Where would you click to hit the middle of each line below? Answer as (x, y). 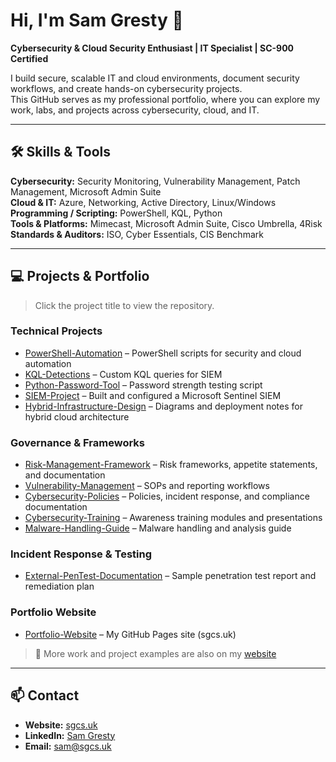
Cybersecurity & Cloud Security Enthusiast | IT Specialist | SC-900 (152, 48)
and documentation (65, 475)
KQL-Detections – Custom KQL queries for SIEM (123, 374)
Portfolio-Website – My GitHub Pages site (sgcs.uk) (130, 634)
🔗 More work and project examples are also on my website (155, 653)
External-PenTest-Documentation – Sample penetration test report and (170, 576)
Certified (29, 58)
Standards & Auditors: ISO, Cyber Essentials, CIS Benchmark (137, 234)
